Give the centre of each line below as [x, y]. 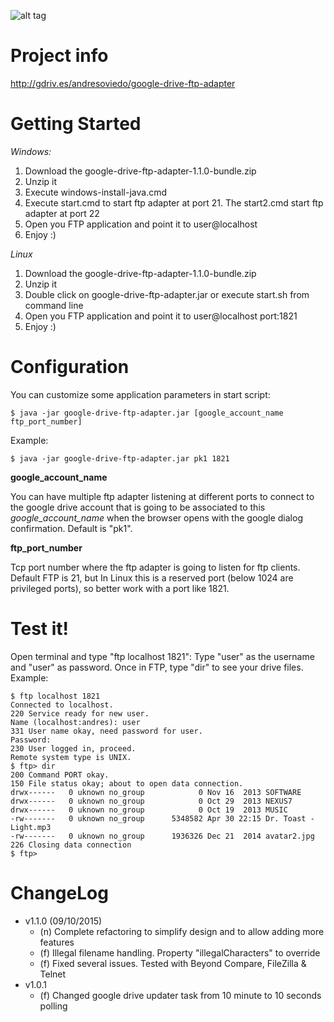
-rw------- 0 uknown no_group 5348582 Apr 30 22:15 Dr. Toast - [162, 818]
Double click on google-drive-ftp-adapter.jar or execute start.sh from [167, 294]
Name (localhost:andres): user [75, 722]
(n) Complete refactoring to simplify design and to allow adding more [182, 931]
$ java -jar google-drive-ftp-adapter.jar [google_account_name [147, 413]
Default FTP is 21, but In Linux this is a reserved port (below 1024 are [152, 577]
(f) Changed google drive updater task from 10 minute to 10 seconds [180, 995]
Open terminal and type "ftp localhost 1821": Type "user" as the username [162, 656]
